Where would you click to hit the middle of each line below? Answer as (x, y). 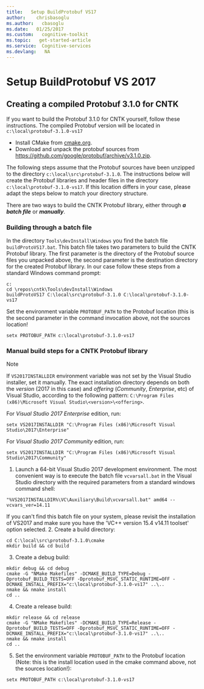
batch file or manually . (36, 212)
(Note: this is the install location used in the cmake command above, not (105, 662)
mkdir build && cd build (38, 546)
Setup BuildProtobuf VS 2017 (81, 81)
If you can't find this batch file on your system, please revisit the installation (101, 516)
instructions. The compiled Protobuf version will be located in (83, 125)
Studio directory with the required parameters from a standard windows (105, 482)
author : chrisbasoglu (38, 18)
